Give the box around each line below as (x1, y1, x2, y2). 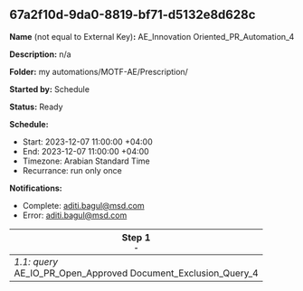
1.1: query (14, 255, 59, 268)
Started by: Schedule (9, 83, 90, 94)
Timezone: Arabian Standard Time (22, 155, 151, 166)
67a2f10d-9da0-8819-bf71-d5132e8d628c (9, 7, 256, 23)
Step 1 (121, 230, 151, 243)
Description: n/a (9, 49, 71, 60)
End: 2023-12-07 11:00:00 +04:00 (22, 145, 149, 156)
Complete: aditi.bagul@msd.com (22, 200, 145, 211)
